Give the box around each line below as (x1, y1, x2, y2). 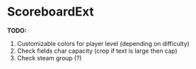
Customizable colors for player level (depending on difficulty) (16, 39, 190, 47)
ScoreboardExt (7, 4, 94, 20)
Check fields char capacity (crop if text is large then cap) (16, 47, 178, 55)
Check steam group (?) (16, 53, 82, 62)
